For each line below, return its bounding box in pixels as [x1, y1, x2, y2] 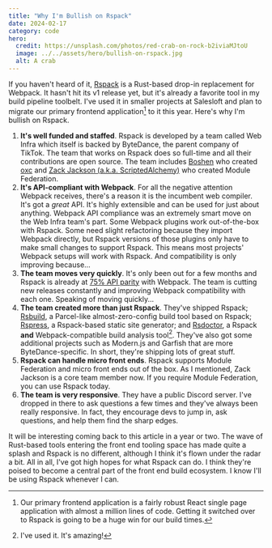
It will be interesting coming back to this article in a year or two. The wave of [8, 431, 263, 441]
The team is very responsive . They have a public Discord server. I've [19, 390, 253, 400]
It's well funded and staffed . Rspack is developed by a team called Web [19, 130, 262, 140]
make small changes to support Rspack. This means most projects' [19, 242, 244, 252]
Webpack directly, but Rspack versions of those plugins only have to [19, 234, 249, 244]
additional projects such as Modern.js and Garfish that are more [19, 338, 233, 348]
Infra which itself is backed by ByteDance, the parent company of [19, 139, 240, 149]
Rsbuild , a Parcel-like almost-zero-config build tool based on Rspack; [19, 311, 253, 321]
